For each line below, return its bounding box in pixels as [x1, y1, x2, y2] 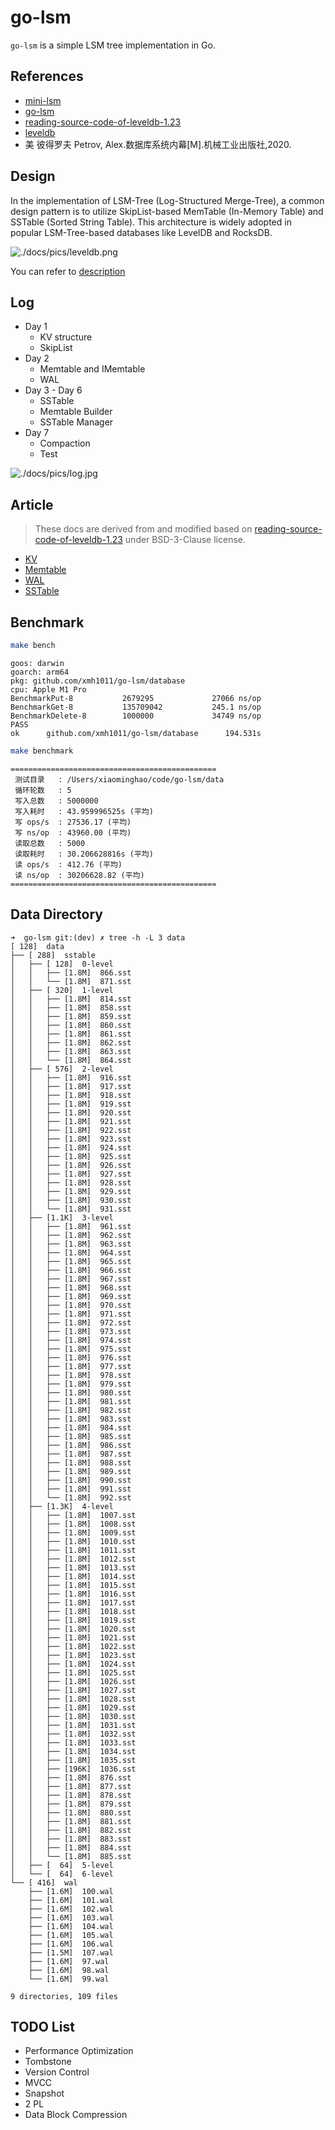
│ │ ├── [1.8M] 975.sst [10, 1344, 132, 1354]
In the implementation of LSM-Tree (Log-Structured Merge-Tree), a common [10, 194, 325, 206]
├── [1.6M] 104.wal [28, 1921, 114, 1931]
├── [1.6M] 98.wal [28, 1965, 110, 1975]
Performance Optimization [24, 2045, 134, 2057]
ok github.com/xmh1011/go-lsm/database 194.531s [10, 728, 262, 738]
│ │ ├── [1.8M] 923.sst [10, 1134, 132, 1144]
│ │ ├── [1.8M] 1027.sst [10, 1685, 137, 1695]
